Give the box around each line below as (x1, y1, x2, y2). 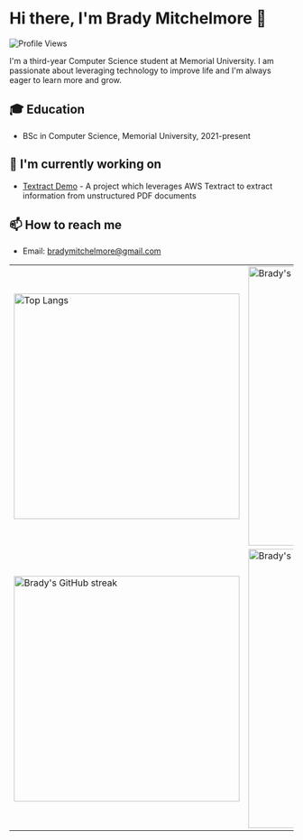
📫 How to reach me (9, 217, 123, 233)
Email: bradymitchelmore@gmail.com (22, 245, 161, 256)
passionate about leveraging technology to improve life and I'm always (9, 65, 272, 76)
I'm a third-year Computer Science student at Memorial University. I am (9, 55, 275, 66)
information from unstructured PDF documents (22, 189, 197, 201)
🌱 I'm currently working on (9, 157, 162, 172)
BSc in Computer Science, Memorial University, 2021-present (22, 130, 251, 141)
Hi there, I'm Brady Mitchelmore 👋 (9, 8, 267, 29)
